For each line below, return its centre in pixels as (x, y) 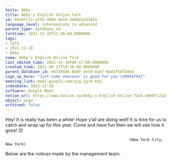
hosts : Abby (18, 10)
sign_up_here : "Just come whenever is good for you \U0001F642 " (75, 77)
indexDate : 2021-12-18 (29, 86)
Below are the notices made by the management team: (63, 154)
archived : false (23, 105)
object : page (19, 100)
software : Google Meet (29, 91)
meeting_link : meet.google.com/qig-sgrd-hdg (53, 81)
